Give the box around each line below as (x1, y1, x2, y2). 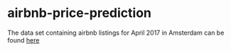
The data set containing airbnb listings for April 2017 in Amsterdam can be (7, 28, 225, 37)
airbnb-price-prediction (7, 5, 151, 21)
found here (7, 35, 40, 44)
